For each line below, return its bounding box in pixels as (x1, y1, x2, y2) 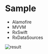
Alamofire (12, 19, 32, 25)
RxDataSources (12, 35, 44, 40)
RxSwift (12, 29, 28, 35)
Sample (5, 3, 36, 14)
